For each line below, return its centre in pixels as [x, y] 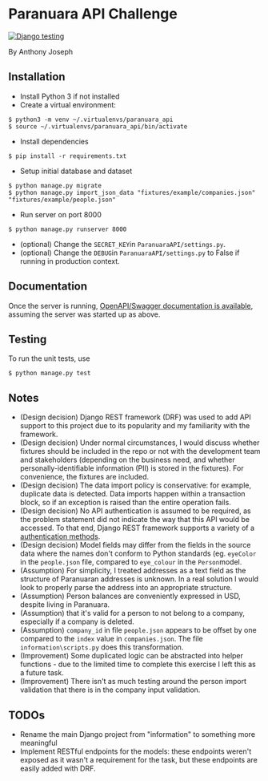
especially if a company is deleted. [77, 621]
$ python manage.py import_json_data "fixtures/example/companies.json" [132, 192]
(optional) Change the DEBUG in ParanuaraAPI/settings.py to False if [130, 253]
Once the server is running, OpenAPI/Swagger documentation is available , [131, 306]
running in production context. [70, 261]
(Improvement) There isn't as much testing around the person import [133, 682]
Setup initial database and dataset [76, 171]
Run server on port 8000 [61, 214]
